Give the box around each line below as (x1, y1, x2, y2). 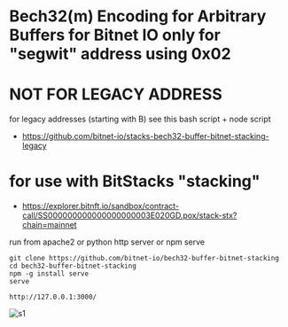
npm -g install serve (9, 269, 90, 278)
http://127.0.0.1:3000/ (9, 292, 97, 302)
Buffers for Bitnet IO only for (9, 25, 222, 45)
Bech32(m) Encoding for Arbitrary (9, 6, 267, 27)
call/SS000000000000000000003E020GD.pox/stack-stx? (21, 210, 237, 221)
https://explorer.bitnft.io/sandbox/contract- (21, 201, 180, 212)
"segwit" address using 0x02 (9, 44, 232, 64)
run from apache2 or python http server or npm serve (9, 237, 206, 247)
